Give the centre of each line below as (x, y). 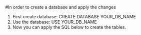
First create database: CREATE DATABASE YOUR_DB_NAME (74, 17)
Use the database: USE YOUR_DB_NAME (54, 22)
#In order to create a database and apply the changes (60, 7)
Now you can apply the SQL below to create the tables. (69, 27)
